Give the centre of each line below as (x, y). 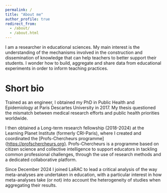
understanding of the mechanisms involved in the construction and (74, 52)
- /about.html (24, 33)
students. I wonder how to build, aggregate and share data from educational (83, 63)
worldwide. (17, 118)
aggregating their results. (31, 185)
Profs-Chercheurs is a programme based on (113, 144)
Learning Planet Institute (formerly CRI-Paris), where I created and (73, 133)
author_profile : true (28, 19)
